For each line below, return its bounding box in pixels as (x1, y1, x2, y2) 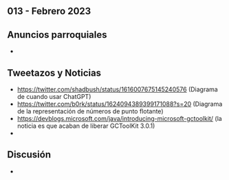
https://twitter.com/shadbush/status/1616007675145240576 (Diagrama (17, 85, 218, 93)
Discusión (7, 149, 52, 161)
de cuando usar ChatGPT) (17, 93, 91, 101)
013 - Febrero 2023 (7, 5, 91, 17)
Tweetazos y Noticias (7, 67, 102, 78)
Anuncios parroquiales (7, 29, 107, 41)
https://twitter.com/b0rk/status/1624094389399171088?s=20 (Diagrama (17, 100, 223, 109)
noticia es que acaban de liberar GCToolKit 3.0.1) (17, 122, 155, 130)
